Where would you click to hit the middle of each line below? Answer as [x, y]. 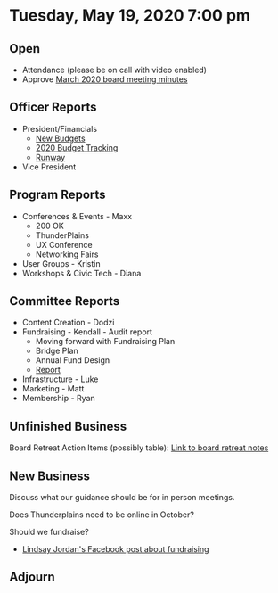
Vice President [49, 167]
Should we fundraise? [49, 532]
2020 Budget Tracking [77, 147]
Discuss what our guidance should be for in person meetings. [122, 498]
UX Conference [64, 244]
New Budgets [61, 138]
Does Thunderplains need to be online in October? [102, 515]
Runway [50, 157]
